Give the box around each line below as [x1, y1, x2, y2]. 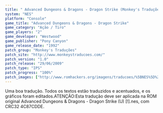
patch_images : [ [5, 75, 38, 80]
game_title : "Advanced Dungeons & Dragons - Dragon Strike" [5, 20, 130, 26]
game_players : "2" [5, 30, 42, 34]
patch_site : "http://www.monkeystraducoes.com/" [5, 52, 105, 57]
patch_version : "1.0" [5, 57, 49, 62]
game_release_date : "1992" [5, 43, 60, 48]
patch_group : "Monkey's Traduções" [5, 48, 77, 52]
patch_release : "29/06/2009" [5, 61, 64, 66]
